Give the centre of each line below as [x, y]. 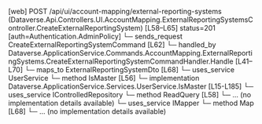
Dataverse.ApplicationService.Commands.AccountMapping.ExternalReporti [131, 53]
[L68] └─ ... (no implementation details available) [87, 111]
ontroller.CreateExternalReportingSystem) [76, 28]
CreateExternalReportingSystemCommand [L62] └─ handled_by [112, 45]
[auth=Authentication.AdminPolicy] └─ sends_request [95, 36]
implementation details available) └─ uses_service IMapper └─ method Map [131, 103]
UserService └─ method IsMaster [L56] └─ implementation [104, 78]
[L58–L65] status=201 [180, 28]
